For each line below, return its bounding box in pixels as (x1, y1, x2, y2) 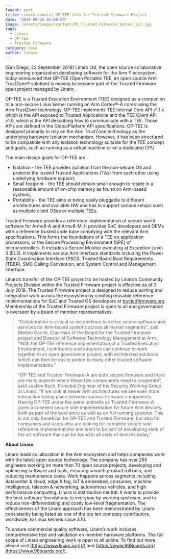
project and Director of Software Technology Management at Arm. (17, 335, 157, 341)
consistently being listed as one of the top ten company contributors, (5, 511, 151, 517)
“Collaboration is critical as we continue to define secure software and (17, 318, 166, 324)
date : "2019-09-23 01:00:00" (5, 17, 67, 22)
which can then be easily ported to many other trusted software (17, 357, 152, 363)
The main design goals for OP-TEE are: (5, 154, 87, 161)
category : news (5, 45, 38, 50)
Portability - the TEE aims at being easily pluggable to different (12, 197, 144, 203)
